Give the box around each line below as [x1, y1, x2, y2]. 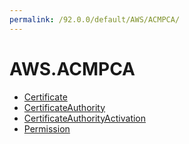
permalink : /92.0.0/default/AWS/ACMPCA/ [9, 14, 181, 25]
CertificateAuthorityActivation [23, 112, 147, 124]
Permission [23, 122, 71, 135]
